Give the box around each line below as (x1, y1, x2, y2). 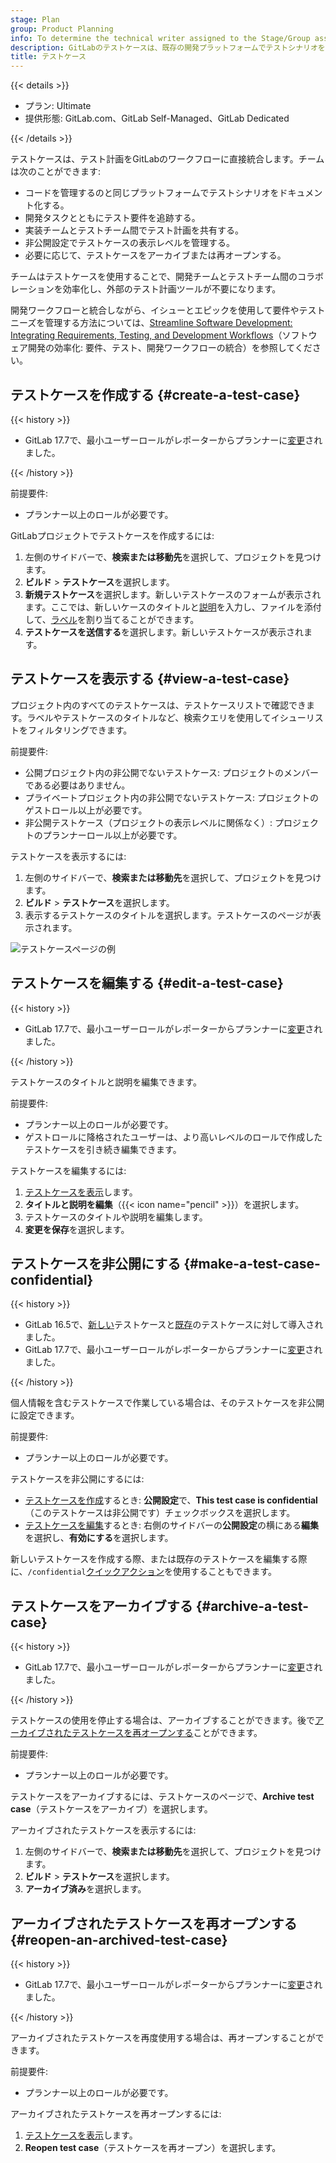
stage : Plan (10, 14, 60, 25)
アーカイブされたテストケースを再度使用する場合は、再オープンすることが (10, 2032, 316, 2043)
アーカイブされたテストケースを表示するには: (10, 1824, 197, 1836)
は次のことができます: (10, 166, 102, 178)
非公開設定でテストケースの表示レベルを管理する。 (24, 237, 236, 249)
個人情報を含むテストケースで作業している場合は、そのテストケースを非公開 (10, 1397, 325, 1409)
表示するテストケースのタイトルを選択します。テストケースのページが (24, 909, 313, 921)
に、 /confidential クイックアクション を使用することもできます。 (10, 1566, 278, 1578)
